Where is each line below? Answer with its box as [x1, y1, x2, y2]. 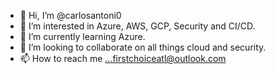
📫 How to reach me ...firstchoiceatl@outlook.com [19, 53, 227, 64]
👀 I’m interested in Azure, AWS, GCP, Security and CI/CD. [19, 20, 256, 32]
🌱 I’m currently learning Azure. [19, 31, 146, 42]
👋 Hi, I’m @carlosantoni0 [19, 10, 122, 21]
